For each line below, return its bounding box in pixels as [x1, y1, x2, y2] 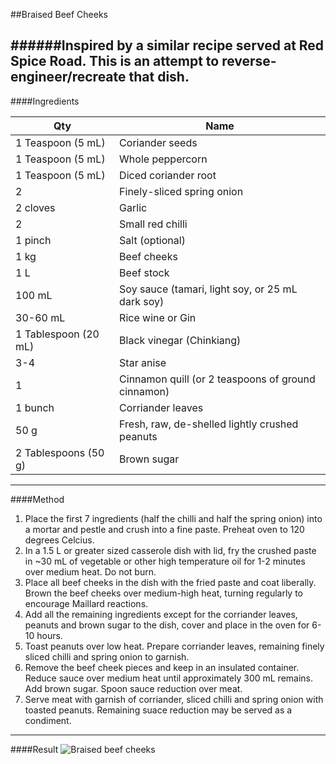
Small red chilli [119, 217, 188, 231]
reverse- [221, 53, 277, 70]
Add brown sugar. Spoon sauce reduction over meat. [24, 682, 243, 694]
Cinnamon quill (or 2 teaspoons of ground [119, 372, 316, 386]
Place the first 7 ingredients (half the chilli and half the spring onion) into [24, 512, 323, 524]
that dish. [128, 69, 190, 86]
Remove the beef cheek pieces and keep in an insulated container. [24, 661, 300, 673]
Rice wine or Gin [119, 310, 197, 324]
